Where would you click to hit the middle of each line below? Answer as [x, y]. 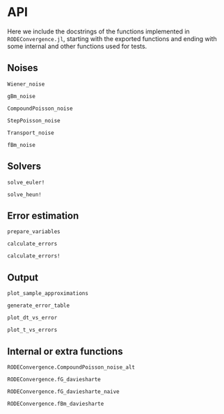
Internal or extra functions [65, 351]
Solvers [24, 167]
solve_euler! [26, 182]
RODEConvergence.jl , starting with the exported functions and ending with [112, 38]
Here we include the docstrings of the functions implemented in [98, 31]
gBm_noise [22, 96]
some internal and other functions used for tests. [77, 46]
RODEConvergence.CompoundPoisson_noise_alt [71, 367]
